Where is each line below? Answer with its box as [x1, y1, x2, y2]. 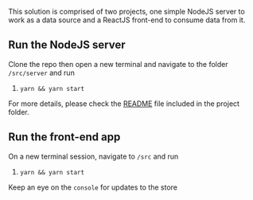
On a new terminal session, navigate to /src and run [8, 151, 179, 161]
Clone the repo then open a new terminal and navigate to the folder [8, 59, 228, 69]
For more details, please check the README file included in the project [8, 99, 240, 108]
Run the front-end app [8, 131, 121, 144]
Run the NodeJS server [8, 38, 126, 52]
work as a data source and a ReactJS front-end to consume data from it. [8, 15, 246, 25]
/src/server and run [8, 68, 76, 77]
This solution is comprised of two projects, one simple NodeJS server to [8, 7, 245, 16]
